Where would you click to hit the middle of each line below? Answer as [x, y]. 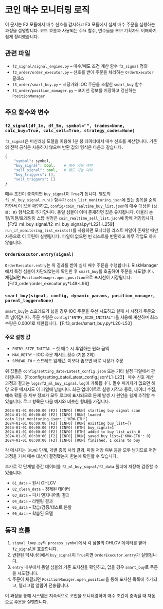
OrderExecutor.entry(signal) [40, 254]
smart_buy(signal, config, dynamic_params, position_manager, [80, 296]
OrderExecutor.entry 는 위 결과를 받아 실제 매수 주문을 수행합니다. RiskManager [81, 265]
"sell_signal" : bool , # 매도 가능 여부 [53, 170]
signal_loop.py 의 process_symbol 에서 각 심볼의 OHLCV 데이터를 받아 [79, 543]
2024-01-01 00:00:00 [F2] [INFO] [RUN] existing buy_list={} [68, 424]
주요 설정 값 [18, 337]
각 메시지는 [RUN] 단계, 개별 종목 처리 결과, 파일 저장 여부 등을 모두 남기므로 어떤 [81, 450]
